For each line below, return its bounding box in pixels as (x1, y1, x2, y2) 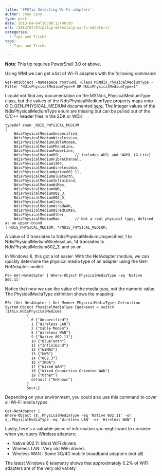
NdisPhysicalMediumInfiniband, (14, 178, 77, 183)
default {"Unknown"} (31, 377, 73, 382)
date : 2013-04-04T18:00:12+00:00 (5, 20, 73, 26)
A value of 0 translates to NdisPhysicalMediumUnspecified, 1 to (5, 233, 132, 239)
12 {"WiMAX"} (31, 347, 57, 352)
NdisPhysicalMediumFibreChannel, (14, 157, 82, 162)
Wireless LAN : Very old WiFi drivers (12, 445, 85, 451)
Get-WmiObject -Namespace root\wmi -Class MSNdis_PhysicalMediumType (5, 80, 149, 85)
